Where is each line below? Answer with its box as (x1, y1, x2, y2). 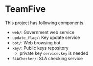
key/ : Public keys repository (12, 45, 69, 51)
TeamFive (5, 3, 46, 15)
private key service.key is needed (19, 50, 89, 56)
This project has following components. (5, 20, 85, 26)
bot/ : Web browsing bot (12, 39, 61, 45)
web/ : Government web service (12, 29, 75, 35)
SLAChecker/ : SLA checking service (12, 55, 83, 61)
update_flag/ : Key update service (12, 34, 80, 40)
